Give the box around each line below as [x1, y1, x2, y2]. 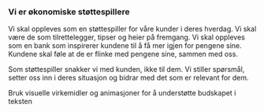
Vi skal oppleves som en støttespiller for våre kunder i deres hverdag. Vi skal [8, 24, 257, 34]
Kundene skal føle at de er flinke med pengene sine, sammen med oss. [8, 50, 239, 59]
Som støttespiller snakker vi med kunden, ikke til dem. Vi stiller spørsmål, [8, 65, 245, 74]
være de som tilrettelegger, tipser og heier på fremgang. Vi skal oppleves [8, 32, 246, 42]
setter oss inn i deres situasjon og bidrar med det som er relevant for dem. [8, 73, 250, 83]
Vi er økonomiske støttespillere [8, 6, 130, 17]
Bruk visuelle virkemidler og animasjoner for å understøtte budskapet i [8, 88, 236, 98]
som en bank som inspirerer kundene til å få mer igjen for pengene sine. [8, 41, 242, 50]
